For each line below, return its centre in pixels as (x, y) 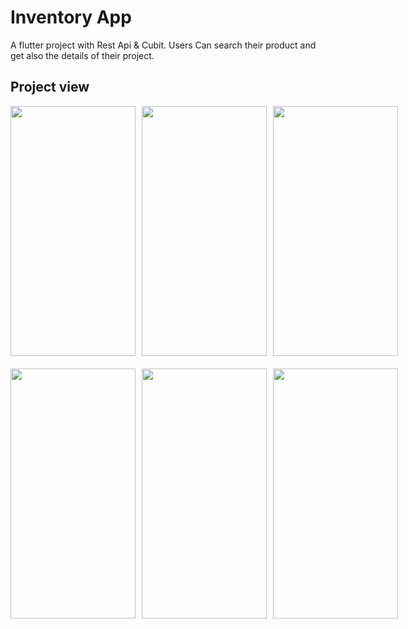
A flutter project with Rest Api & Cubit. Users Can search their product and (163, 45)
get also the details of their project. (82, 55)
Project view (50, 87)
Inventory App (71, 17)
